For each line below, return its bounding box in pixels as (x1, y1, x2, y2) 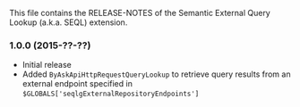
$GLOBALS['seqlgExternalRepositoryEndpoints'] (21, 89, 200, 99)
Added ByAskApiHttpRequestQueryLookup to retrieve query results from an (21, 69, 291, 79)
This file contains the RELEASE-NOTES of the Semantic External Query (9, 8, 270, 18)
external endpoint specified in (21, 78, 133, 89)
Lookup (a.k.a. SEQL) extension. (9, 17, 128, 28)
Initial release (21, 60, 72, 70)
